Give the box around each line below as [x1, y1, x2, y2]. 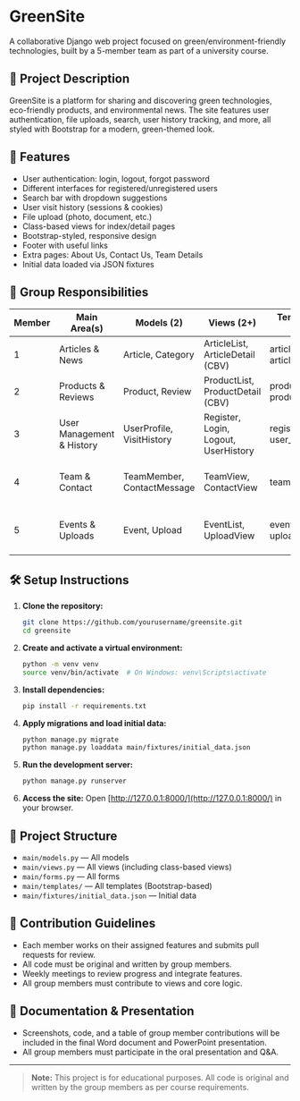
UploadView [204, 529, 255, 542]
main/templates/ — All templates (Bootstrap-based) [21, 881, 212, 891]
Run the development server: [21, 759, 134, 770]
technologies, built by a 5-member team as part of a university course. [9, 45, 270, 55]
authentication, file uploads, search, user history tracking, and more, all [9, 114, 271, 124]
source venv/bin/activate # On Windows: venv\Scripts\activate [21, 668, 267, 677]
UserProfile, [123, 422, 174, 435]
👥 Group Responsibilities [9, 284, 149, 300]
